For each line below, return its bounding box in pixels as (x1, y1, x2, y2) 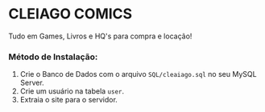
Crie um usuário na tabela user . (19, 86, 125, 96)
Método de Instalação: (8, 51, 98, 62)
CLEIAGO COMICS (8, 5, 133, 23)
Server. (19, 78, 44, 88)
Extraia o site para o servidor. (19, 95, 118, 105)
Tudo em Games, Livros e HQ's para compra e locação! (8, 31, 193, 41)
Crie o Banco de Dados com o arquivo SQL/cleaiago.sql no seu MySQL (19, 70, 257, 79)
